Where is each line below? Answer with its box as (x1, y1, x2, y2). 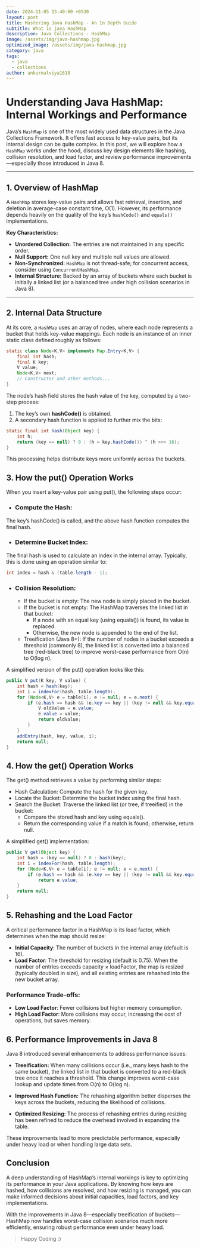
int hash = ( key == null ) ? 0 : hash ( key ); (17, 855, 127, 861)
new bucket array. (14, 976, 60, 983)
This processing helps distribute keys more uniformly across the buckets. (6, 455, 186, 463)
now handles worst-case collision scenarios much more (30, 1217, 168, 1224)
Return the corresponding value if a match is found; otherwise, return (23, 820, 194, 827)
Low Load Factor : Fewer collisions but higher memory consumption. (14, 1004, 183, 1012)
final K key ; (17, 359, 49, 365)
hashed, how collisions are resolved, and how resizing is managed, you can (6, 1186, 192, 1194)
